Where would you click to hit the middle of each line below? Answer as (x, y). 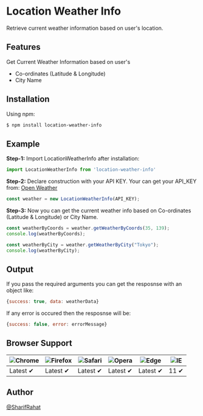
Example (23, 144)
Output (20, 269)
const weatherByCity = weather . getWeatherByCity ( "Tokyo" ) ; (83, 244)
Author (20, 393)
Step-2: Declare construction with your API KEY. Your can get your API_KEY (101, 181)
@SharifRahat (24, 407)
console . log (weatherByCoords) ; (46, 234)
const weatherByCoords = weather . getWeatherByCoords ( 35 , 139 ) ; (88, 228)
